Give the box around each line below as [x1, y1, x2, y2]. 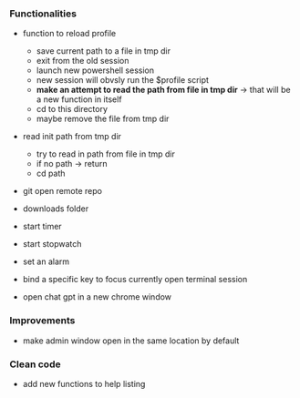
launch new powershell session [36, 65, 155, 76]
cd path [36, 168, 66, 179]
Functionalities [9, 7, 78, 20]
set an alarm [22, 256, 70, 267]
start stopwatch [22, 239, 82, 250]
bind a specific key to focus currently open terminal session [22, 274, 248, 285]
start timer [22, 221, 62, 232]
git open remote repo [22, 186, 103, 197]
